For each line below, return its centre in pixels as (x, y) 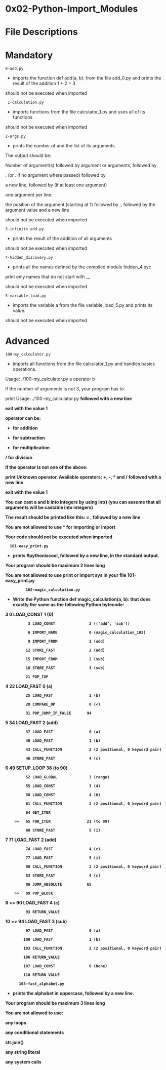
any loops (16, 1023)
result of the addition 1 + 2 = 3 (44, 84)
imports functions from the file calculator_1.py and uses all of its (79, 112)
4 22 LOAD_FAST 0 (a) (29, 686)
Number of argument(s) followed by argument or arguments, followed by (81, 166)
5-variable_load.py (26, 296)
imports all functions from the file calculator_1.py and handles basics (84, 364)
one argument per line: (29, 195)
